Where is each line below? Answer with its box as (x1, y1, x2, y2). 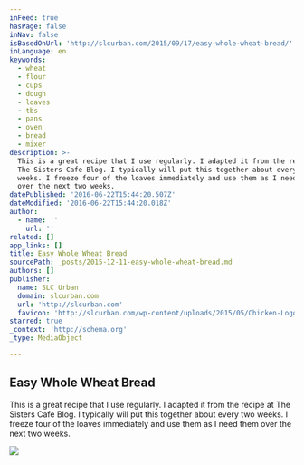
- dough (17, 89, 47, 98)
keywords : (9, 55, 47, 64)
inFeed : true (9, 13, 59, 23)
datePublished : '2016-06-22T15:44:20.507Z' (9, 190, 176, 199)
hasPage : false (9, 22, 67, 31)
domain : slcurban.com (17, 291, 100, 300)
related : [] (9, 232, 54, 241)
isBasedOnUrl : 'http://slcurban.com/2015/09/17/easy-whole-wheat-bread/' (9, 38, 294, 48)
